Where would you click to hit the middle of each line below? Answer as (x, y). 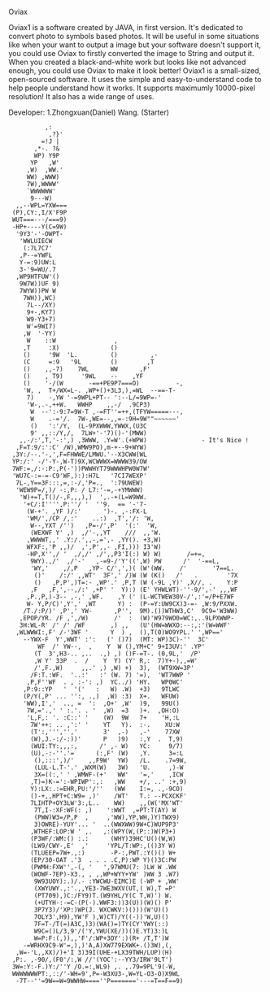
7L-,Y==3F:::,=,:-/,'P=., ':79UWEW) (80, 483)
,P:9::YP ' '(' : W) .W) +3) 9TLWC (102, 690)
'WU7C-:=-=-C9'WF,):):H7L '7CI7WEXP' (80, 476)
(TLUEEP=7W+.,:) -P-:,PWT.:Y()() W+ (103, 853)
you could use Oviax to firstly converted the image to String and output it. (131, 53)
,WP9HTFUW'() (38, 276)
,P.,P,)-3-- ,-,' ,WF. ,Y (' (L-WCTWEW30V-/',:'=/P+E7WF (130, 597)
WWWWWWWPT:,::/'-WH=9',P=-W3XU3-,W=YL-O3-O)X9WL (96, 974)
